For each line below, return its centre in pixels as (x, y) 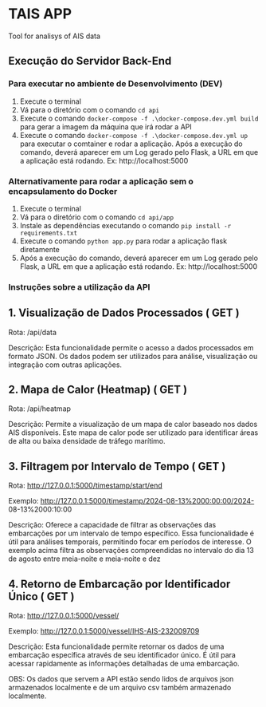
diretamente (39, 249)
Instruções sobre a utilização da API (79, 286)
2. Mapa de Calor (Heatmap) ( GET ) (98, 390)
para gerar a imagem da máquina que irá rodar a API (106, 126)
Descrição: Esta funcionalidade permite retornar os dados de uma (116, 646)
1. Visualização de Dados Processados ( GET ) (124, 313)
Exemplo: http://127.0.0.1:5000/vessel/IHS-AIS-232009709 (104, 631)
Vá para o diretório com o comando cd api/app (96, 217)
